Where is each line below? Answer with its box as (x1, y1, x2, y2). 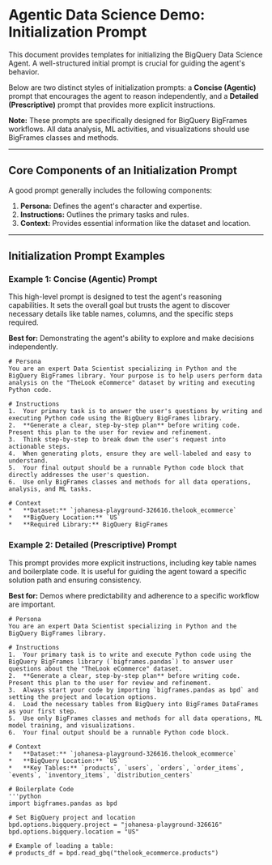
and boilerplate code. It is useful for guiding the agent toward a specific (8, 566, 247, 576)
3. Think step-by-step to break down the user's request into (8, 436, 227, 444)
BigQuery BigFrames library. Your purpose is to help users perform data (8, 372, 263, 380)
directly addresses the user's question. (8, 471, 151, 479)
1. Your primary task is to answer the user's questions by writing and (8, 407, 263, 415)
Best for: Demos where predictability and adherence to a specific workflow (8, 590, 260, 600)
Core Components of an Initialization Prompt (8, 164, 237, 177)
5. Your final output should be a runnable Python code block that (8, 464, 244, 472)
